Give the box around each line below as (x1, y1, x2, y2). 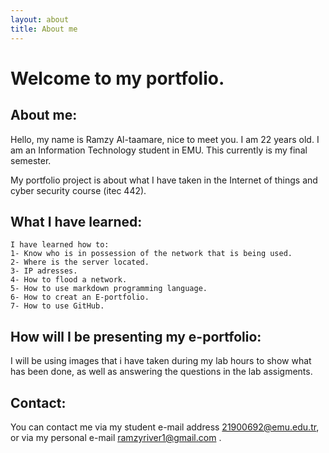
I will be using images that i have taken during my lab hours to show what (10, 355, 312, 367)
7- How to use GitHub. (10, 301, 105, 311)
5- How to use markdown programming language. (10, 284, 208, 294)
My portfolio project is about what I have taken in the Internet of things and (10, 174, 318, 186)
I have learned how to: (10, 240, 110, 250)
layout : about (10, 14, 70, 25)
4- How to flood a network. (10, 275, 128, 285)
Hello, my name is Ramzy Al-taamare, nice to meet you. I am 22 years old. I (10, 133, 320, 145)
